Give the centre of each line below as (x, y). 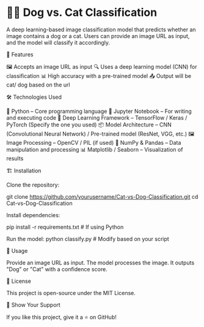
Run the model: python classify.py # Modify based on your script (88, 239)
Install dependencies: (33, 215)
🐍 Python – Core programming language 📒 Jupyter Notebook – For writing (99, 111)
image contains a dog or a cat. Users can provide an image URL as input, (98, 36)
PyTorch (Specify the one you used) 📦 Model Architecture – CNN (89, 125)
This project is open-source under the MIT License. (71, 293)
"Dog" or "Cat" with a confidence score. (57, 269)
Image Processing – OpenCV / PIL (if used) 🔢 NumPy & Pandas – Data (94, 142)
